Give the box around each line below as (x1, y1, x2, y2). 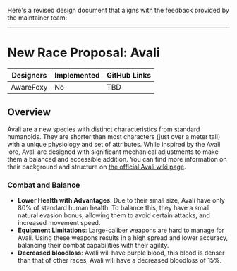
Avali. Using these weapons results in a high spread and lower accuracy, (17, 234, 229, 242)
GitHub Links (107, 70, 152, 80)
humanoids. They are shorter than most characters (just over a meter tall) (7, 132, 221, 140)
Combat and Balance (7, 180, 80, 190)
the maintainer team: (7, 13, 68, 22)
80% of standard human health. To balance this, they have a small (17, 204, 210, 212)
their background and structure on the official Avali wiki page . (7, 162, 186, 171)
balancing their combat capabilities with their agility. (17, 241, 169, 250)
